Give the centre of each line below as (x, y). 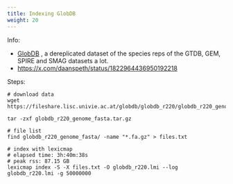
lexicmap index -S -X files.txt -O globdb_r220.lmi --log (93, 167)
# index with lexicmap (40, 149)
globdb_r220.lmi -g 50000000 (49, 173)
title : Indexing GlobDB (42, 14)
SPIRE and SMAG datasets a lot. (63, 60)
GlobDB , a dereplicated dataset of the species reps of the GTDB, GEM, (119, 53)
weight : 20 (23, 20)
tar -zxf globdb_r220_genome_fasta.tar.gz (69, 119)
